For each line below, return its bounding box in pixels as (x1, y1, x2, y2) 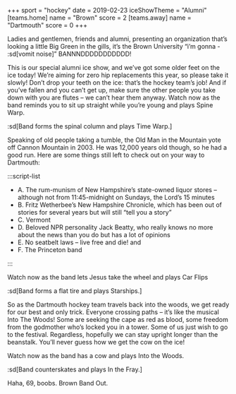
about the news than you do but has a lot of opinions (17, 231, 170, 239)
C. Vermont (17, 215, 51, 224)
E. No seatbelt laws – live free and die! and (17, 238, 142, 246)
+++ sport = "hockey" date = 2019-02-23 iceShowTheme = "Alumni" (7, 6, 207, 14)
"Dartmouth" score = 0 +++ (7, 21, 88, 29)
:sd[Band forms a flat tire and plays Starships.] (7, 287, 142, 295)
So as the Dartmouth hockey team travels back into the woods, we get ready (7, 300, 230, 309)
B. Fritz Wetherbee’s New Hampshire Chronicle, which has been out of (17, 201, 222, 209)
